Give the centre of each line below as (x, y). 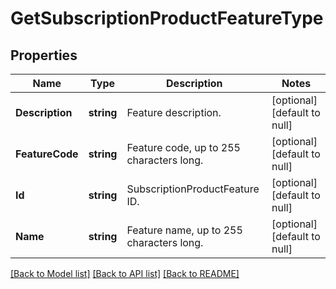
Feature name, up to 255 (184, 230)
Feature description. (174, 112)
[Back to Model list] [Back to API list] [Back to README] (125, 273)
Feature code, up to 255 (183, 147)
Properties (44, 55)
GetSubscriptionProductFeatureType (167, 18)
